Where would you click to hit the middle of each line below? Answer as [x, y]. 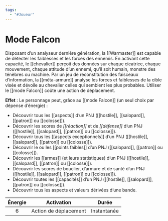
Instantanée [105, 211]
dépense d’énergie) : [27, 105]
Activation [59, 202]
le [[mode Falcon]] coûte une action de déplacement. [60, 90]
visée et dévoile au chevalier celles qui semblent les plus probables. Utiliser [83, 85]
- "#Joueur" [22, 15]
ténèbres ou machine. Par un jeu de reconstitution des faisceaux [72, 75]
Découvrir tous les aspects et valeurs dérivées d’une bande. [74, 190]
